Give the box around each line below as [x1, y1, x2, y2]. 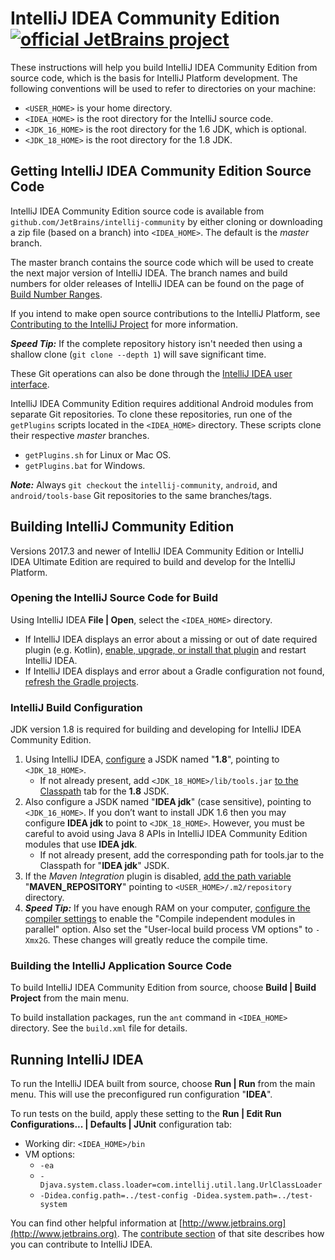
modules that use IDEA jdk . [24, 838, 138, 851]
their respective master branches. [10, 429, 150, 441]
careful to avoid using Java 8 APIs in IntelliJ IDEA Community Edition [24, 828, 308, 840]
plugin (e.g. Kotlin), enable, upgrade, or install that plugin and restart [24, 643, 307, 656]
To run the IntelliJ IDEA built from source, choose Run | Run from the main [10, 1078, 316, 1090]
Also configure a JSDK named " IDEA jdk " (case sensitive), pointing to [24, 796, 312, 808]
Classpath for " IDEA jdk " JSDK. [39, 860, 170, 872]
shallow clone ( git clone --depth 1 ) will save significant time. [10, 348, 267, 360]
